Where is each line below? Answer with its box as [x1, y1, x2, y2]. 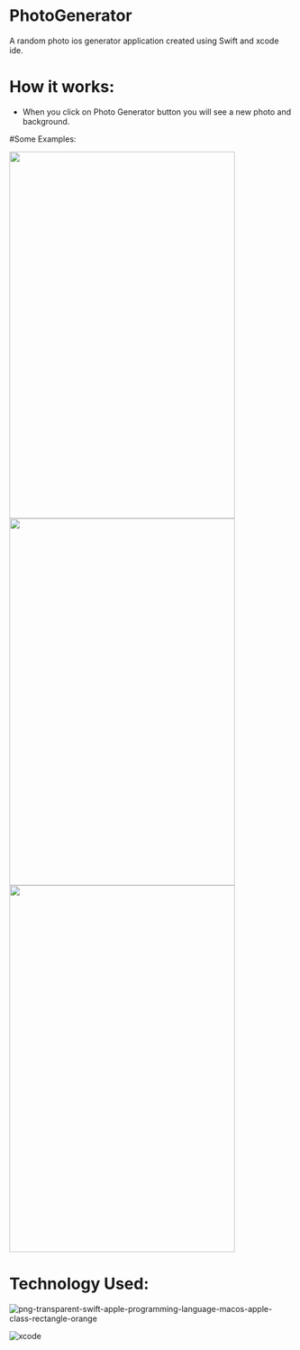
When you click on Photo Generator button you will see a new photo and [22, 106, 292, 117]
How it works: [9, 77, 115, 98]
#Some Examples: [9, 133, 77, 144]
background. [22, 116, 70, 126]
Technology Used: [9, 1274, 150, 1294]
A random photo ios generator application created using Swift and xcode [9, 35, 279, 46]
